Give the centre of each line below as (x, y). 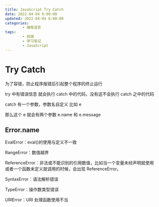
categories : (17, 23)
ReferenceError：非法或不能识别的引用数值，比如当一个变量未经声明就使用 (79, 163)
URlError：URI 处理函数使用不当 (37, 200)
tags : (10, 32)
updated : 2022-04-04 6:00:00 (34, 18)
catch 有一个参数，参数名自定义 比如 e (43, 104)
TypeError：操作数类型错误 (32, 190)
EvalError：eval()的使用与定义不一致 (41, 142)
